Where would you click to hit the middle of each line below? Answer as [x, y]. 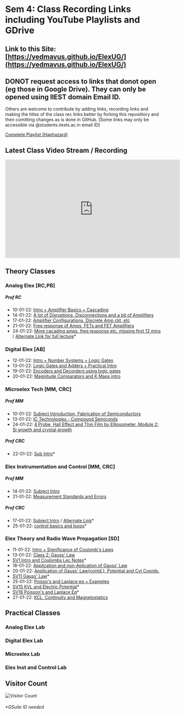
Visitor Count [26, 684]
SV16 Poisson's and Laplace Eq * [46, 592]
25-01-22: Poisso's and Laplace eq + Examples [61, 581]
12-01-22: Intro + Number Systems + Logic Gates [63, 360]
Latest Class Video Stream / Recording [66, 150]
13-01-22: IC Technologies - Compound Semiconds [65, 419]
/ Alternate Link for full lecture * [44, 336]
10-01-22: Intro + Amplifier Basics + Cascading [60, 310]
